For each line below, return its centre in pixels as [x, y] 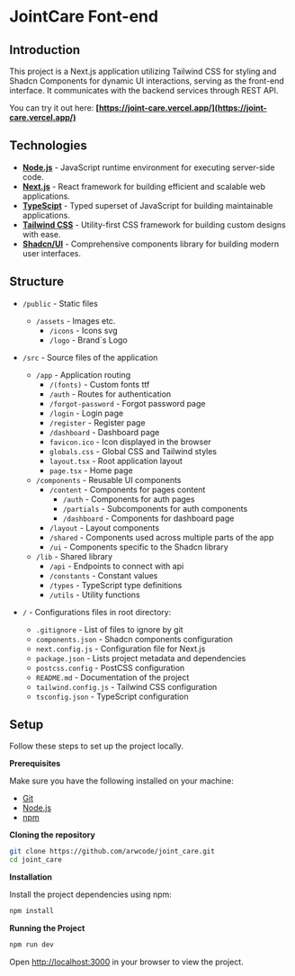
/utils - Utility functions [95, 595]
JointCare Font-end [84, 17]
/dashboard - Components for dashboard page [148, 518]
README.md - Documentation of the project [112, 677]
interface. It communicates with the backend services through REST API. [144, 90]
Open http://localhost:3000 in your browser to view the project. [127, 962]
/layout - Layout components [104, 527]
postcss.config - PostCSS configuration [110, 667]
